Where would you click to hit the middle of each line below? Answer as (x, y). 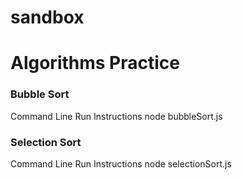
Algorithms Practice (95, 63)
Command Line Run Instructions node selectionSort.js (121, 163)
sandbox (47, 17)
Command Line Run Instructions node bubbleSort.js (116, 116)
